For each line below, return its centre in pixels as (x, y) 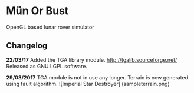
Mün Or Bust (37, 11)
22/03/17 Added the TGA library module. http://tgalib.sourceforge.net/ (92, 59)
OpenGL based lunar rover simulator (50, 27)
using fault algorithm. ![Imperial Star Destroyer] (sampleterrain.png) (88, 84)
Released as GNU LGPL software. (47, 66)
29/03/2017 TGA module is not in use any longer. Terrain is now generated (97, 77)
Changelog (27, 46)
